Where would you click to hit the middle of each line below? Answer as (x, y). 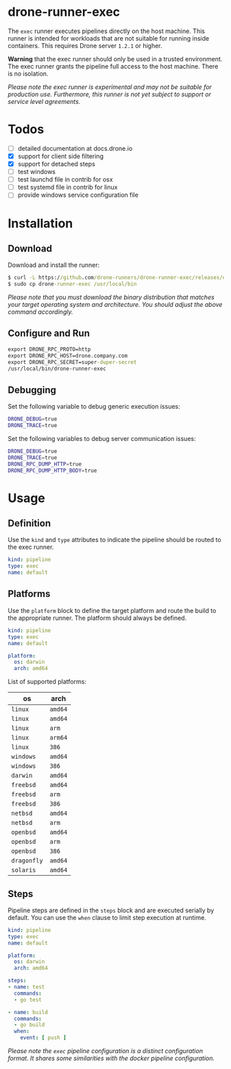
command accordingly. (40, 312)
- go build (29, 1025)
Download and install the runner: (54, 265)
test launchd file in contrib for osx (65, 180)
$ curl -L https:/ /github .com (51, 278)
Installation (40, 223)
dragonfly (27, 861)
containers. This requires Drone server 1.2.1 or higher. (85, 45)
